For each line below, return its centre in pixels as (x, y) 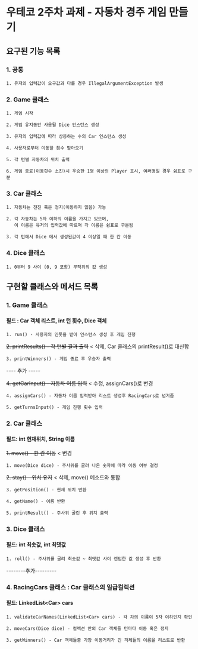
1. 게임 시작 (20, 113)
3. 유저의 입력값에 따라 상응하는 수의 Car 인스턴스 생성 (66, 137)
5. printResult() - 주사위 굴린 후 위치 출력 (57, 513)
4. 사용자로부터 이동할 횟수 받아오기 (45, 148)
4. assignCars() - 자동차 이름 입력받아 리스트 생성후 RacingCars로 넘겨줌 (90, 396)
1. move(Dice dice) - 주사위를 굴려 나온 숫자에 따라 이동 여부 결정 (82, 466)
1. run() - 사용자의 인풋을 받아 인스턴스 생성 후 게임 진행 (71, 335)
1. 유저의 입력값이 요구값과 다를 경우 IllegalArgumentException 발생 (85, 83)
